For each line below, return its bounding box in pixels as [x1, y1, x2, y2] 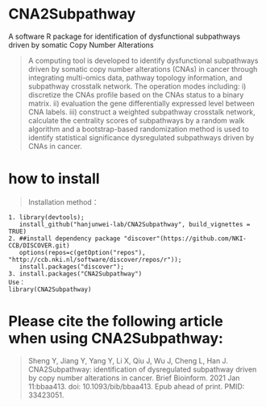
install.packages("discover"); [19, 263, 125, 271]
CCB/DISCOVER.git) [8, 241, 70, 250]
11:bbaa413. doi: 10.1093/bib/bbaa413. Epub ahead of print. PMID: [27, 381, 245, 391]
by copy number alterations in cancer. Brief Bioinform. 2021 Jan [27, 372, 240, 383]
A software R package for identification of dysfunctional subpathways [8, 31, 240, 41]
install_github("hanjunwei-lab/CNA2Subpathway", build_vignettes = [19, 220, 251, 228]
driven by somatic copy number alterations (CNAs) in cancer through [27, 64, 258, 73]
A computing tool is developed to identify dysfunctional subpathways [27, 56, 259, 65]
